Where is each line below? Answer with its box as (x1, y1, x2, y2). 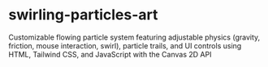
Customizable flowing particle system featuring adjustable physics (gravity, (8, 32, 261, 42)
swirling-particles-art (8, 6, 158, 24)
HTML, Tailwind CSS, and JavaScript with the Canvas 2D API (8, 49, 212, 59)
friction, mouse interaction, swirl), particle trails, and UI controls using (8, 40, 242, 50)
